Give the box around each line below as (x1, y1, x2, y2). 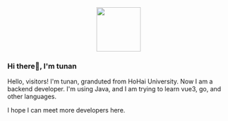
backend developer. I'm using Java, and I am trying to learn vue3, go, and (7, 85, 222, 93)
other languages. (7, 92, 57, 101)
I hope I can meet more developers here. (7, 106, 126, 115)
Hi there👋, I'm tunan (7, 61, 78, 71)
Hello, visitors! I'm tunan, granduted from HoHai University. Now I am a (7, 77, 213, 86)
